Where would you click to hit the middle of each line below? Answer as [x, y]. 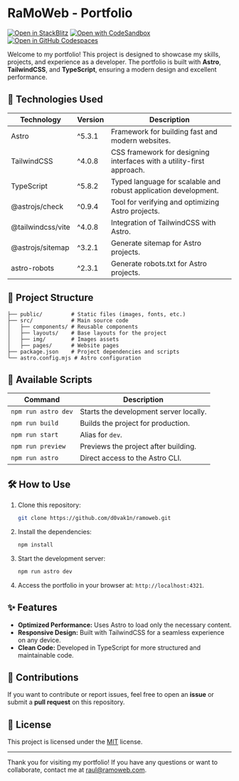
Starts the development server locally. [143, 412]
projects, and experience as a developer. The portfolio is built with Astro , [115, 61]
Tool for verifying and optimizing [165, 202]
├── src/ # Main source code [68, 320]
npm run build [35, 423]
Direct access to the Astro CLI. [131, 458]
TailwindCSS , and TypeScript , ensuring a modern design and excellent [112, 69]
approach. [128, 170]
